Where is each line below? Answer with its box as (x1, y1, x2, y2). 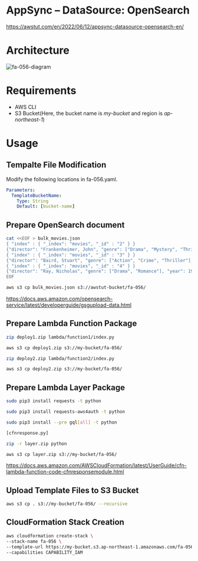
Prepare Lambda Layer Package (6, 382, 126, 392)
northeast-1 (14, 116, 43, 123)
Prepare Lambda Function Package (6, 319, 137, 329)
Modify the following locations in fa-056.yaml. (6, 175, 118, 183)
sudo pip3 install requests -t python (6, 398, 101, 404)
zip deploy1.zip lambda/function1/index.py (6, 334, 115, 340)
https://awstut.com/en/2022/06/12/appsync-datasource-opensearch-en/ (6, 23, 184, 30)
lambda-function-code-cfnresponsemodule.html (6, 468, 124, 475)
